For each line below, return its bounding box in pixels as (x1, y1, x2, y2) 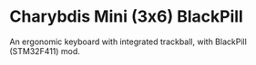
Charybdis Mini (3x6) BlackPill (9, 6, 243, 27)
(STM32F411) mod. (9, 45, 80, 56)
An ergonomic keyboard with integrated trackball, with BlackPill (9, 36, 248, 47)
